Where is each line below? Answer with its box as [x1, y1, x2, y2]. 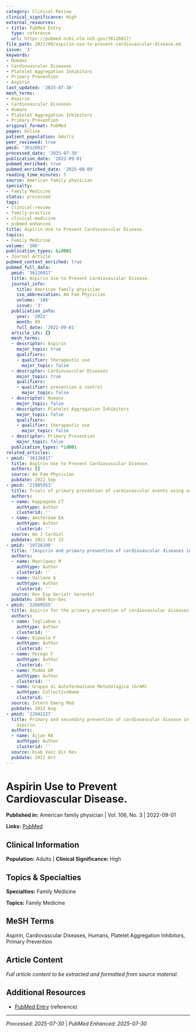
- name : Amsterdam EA [11, 515, 64, 521]
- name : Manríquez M [11, 559, 61, 565]
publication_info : [11, 308, 57, 314]
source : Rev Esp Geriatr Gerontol [11, 591, 95, 597]
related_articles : [6, 449, 51, 456]
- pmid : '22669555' [6, 602, 54, 608]
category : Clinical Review [6, 8, 72, 15]
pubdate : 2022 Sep [11, 477, 57, 483]
